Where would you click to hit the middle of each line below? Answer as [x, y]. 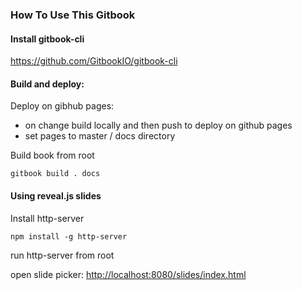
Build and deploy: [47, 84]
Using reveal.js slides [56, 195]
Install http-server [47, 218]
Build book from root [52, 155]
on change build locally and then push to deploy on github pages [158, 125]
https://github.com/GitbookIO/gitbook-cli [94, 61]
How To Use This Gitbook [73, 15]
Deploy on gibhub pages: [62, 106]
